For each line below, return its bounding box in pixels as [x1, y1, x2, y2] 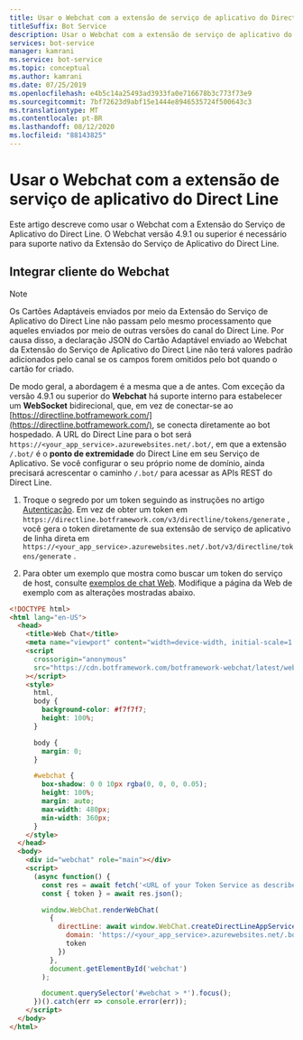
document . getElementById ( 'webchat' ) [49, 964, 188, 973]
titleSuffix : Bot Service [9, 22, 106, 31]
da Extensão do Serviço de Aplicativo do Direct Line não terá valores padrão [9, 344, 293, 355]
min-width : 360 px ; [41, 813, 111, 822]
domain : [66, 931, 95, 940]
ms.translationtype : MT [9, 106, 99, 115]
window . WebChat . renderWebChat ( [41, 905, 160, 914]
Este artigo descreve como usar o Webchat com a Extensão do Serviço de [9, 219, 286, 230]
